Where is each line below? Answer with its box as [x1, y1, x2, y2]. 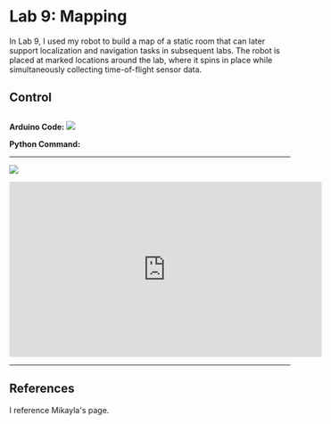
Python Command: [9, 138, 81, 149]
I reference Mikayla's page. [9, 404, 110, 415]
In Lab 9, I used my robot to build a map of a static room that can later [9, 36, 266, 46]
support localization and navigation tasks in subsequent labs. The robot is [9, 45, 281, 55]
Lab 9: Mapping [9, 6, 128, 27]
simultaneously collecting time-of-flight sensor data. [9, 64, 203, 75]
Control [9, 90, 52, 105]
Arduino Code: [9, 121, 65, 132]
